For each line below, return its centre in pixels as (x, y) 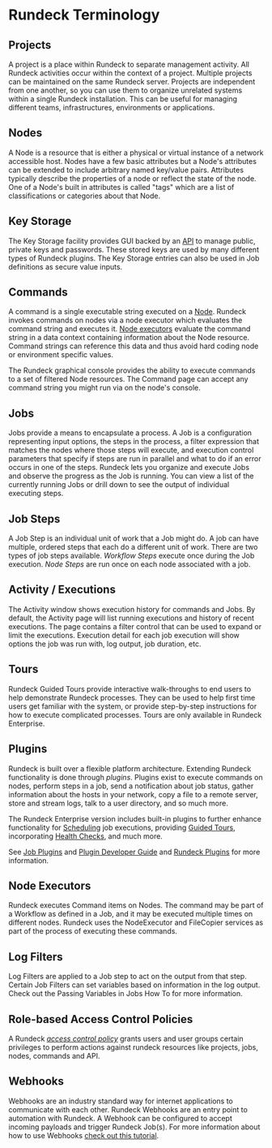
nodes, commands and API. (54, 1055)
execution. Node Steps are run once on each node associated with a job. (130, 564)
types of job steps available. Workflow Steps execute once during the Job (132, 556)
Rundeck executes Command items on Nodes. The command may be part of (136, 905)
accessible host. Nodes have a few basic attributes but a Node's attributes (133, 161)
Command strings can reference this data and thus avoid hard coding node (134, 346)
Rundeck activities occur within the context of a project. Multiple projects (130, 73)
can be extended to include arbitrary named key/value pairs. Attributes (126, 170)
